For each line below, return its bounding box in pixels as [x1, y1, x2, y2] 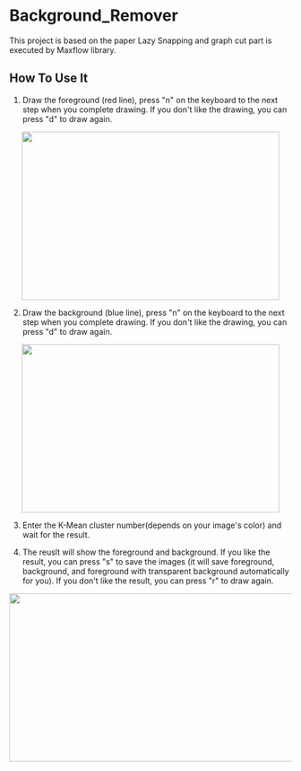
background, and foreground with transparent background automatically [21, 565, 289, 576]
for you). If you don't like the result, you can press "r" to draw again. [21, 575, 274, 586]
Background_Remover [9, 5, 179, 26]
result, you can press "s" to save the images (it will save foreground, [21, 556, 275, 566]
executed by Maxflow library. [9, 44, 116, 55]
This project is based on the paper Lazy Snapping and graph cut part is [9, 35, 272, 46]
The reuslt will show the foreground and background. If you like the [21, 547, 271, 557]
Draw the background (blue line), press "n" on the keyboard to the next [21, 307, 285, 318]
